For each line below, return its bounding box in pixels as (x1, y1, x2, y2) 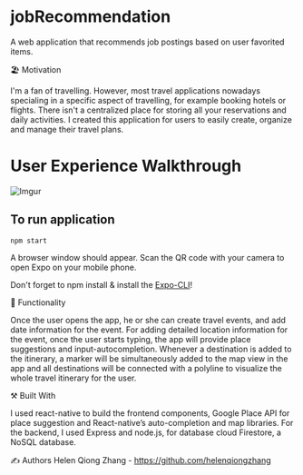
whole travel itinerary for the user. (10, 372, 137, 383)
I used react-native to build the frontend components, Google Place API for (10, 407, 290, 419)
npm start (10, 236, 48, 245)
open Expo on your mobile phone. (10, 262, 137, 272)
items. (10, 45, 34, 56)
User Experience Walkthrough (10, 156, 242, 176)
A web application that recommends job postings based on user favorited (10, 36, 285, 47)
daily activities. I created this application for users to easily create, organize (10, 114, 293, 124)
